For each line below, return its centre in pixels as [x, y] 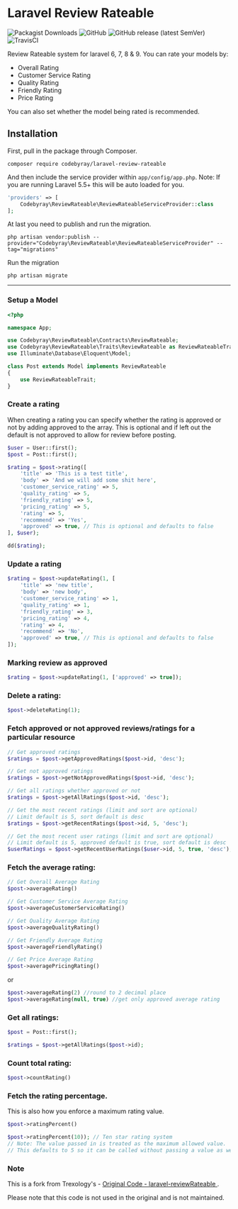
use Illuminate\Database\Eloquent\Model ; [69, 354]
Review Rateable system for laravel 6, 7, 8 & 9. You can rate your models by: [118, 54]
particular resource [41, 737]
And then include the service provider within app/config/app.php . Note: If [114, 177]
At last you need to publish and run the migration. [79, 224]
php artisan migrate [38, 276]
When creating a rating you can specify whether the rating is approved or [114, 420]
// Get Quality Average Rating [53, 921]
